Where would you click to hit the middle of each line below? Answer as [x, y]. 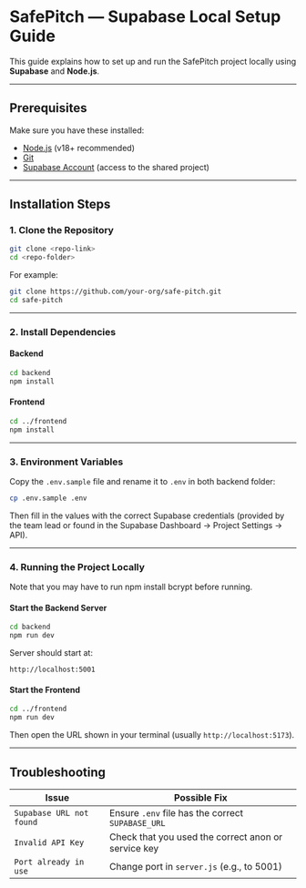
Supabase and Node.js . [55, 71]
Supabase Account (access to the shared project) [116, 167]
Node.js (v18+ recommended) [78, 148]
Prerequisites [48, 108]
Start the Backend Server [58, 607]
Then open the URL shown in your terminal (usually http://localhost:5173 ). [152, 735]
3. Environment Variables [66, 462]
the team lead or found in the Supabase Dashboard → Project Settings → [146, 525]
